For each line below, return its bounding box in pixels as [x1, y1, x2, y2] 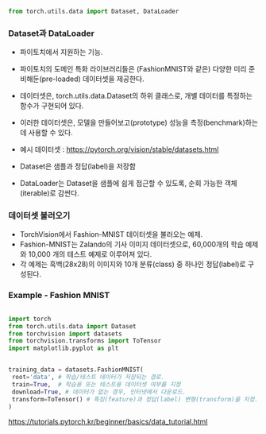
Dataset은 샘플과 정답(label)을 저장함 [19, 161, 137, 171]
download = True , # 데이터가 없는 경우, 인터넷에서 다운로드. [11, 388, 187, 396]
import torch [8, 315, 52, 323]
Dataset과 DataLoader [8, 28, 95, 39]
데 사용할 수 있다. [19, 128, 73, 138]
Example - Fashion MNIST [8, 290, 110, 301]
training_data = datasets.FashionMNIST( [8, 366, 145, 374]
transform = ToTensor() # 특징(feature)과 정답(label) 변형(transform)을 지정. [11, 395, 259, 403]
